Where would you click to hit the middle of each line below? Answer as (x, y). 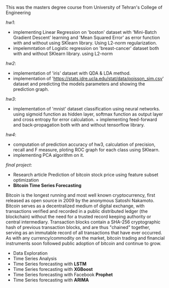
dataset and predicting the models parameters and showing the (79, 84)
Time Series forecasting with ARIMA (51, 280)
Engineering (18, 13)
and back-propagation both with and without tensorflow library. (79, 125)
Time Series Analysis (35, 258)
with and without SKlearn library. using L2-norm (63, 53)
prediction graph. (31, 89)
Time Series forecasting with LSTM (50, 264)
